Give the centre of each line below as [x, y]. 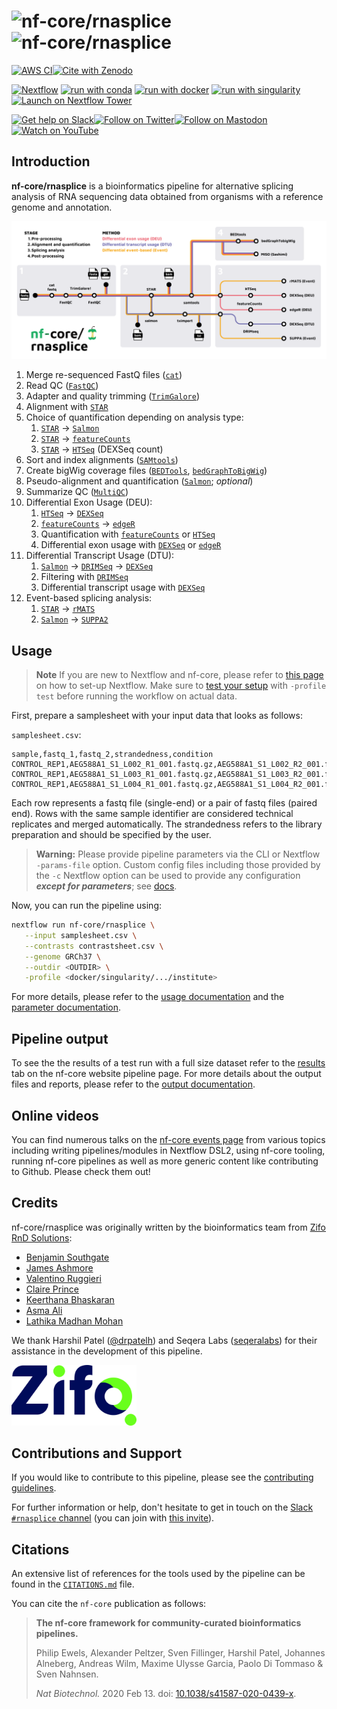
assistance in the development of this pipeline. [107, 1351]
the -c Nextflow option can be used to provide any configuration [168, 876]
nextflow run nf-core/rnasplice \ [83, 925]
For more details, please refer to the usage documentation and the [148, 997]
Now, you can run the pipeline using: [87, 906]
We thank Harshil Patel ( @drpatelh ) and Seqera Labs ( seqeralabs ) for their [164, 1340]
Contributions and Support [97, 1453]
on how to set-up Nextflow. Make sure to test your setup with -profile [181, 686]
